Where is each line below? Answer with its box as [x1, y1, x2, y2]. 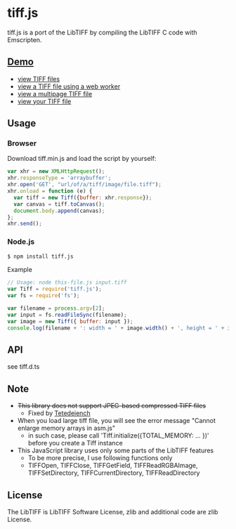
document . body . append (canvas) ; [13, 207, 105, 214]
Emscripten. [7, 35, 42, 44]
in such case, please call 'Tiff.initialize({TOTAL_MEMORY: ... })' [27, 431, 209, 440]
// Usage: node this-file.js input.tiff [7, 279, 128, 286]
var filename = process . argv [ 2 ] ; [7, 305, 105, 312]
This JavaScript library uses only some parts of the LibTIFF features [17, 446, 214, 455]
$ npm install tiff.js [7, 253, 74, 260]
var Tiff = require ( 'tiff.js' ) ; [7, 286, 102, 293]
